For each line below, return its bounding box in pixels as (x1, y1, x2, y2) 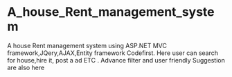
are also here (7, 63, 45, 71)
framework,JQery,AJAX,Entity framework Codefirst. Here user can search (7, 49, 219, 57)
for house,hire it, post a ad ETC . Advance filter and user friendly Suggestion (7, 56, 225, 64)
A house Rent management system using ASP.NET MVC (7, 41, 168, 49)
